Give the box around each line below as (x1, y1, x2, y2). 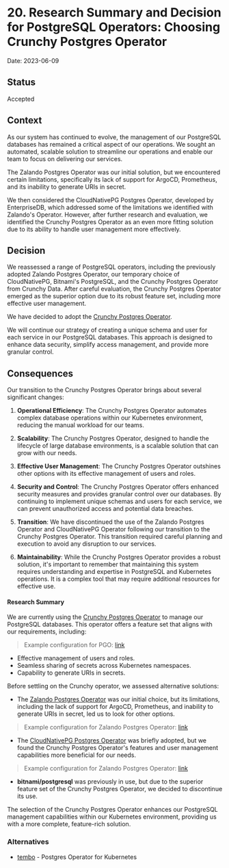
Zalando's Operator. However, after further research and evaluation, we (7, 210, 208, 219)
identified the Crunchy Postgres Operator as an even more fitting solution (7, 217, 214, 226)
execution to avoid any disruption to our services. (16, 540, 157, 548)
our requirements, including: (7, 627, 87, 636)
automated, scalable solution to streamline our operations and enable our (7, 147, 213, 156)
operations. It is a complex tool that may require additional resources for (16, 575, 220, 583)
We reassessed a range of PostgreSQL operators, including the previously (7, 263, 216, 272)
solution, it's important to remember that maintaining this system (16, 560, 199, 568)
